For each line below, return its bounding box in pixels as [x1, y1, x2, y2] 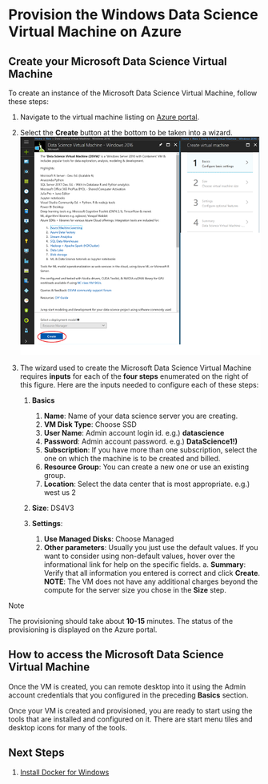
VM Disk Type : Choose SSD [43, 419, 138, 429]
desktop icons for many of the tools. [8, 722, 128, 732]
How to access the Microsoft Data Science [8, 648, 224, 661]
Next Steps [8, 746, 65, 760]
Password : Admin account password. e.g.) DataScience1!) [43, 436, 238, 446]
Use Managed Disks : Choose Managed [43, 534, 174, 544]
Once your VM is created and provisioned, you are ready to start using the [8, 706, 254, 715]
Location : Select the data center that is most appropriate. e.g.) [43, 479, 250, 488]
